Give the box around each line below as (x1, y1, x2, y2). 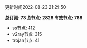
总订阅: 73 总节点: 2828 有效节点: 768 (5, 15, 83, 21)
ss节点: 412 (12, 25, 35, 31)
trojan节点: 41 (12, 37, 40, 43)
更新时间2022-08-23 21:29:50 (5, 4, 66, 10)
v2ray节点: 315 (12, 31, 42, 37)
